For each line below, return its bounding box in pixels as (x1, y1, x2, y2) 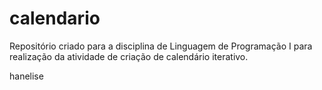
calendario (9, 7, 101, 30)
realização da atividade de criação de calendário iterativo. (9, 50, 249, 62)
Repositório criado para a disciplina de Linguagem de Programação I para (9, 40, 313, 52)
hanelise (9, 70, 44, 82)
